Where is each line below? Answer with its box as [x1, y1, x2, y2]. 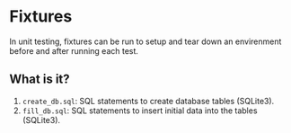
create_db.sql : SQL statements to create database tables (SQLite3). [22, 95, 275, 106]
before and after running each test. [9, 45, 139, 56]
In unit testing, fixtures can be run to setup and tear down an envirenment [9, 36, 282, 47]
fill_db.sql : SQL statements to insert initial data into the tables [22, 105, 258, 116]
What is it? [9, 72, 70, 87]
